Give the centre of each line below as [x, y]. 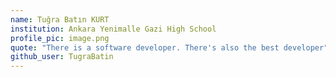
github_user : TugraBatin [62, 57]
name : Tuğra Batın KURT [60, 19]
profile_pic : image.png [60, 38]
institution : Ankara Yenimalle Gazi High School [113, 29]
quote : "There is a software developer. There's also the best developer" [169, 47]
